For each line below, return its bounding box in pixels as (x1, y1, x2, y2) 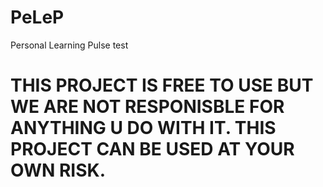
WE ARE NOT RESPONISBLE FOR (10, 96, 285, 118)
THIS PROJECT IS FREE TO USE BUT (10, 74, 314, 97)
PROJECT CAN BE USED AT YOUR (10, 138, 295, 161)
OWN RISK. (10, 159, 106, 182)
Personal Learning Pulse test (10, 39, 129, 51)
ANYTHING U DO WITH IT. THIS (10, 117, 277, 140)
